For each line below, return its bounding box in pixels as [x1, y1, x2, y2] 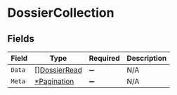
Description [126, 54, 167, 63]
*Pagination [34, 77, 74, 86]
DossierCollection [7, 5, 114, 21]
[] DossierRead [34, 65, 83, 75]
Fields [7, 33, 35, 45]
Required [88, 54, 120, 63]
